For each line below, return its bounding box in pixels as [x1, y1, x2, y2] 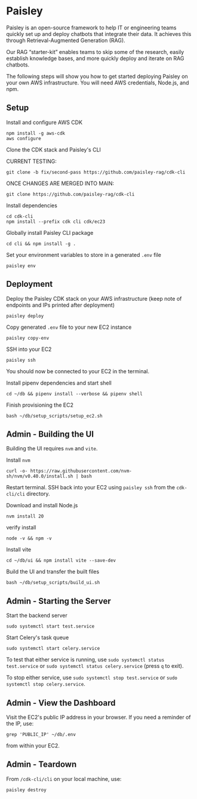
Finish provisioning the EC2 [6, 401, 73, 408]
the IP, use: [6, 720, 34, 727]
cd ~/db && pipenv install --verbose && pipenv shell [6, 391, 143, 397]
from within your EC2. [6, 742, 60, 749]
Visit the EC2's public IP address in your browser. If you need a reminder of [6, 714, 191, 721]
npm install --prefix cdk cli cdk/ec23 [6, 219, 106, 225]
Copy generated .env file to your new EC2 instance [6, 323, 132, 331]
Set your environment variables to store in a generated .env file [6, 251, 161, 258]
